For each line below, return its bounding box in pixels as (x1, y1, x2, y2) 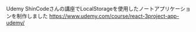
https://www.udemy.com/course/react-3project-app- (49, 12, 179, 20)
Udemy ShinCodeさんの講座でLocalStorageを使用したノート (6, 5, 154, 12)
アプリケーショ (154, 5, 191, 12)
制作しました (16, 12, 48, 20)
